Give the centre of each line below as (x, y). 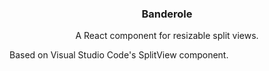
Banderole (167, 14)
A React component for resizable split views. (167, 36)
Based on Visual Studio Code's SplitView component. (119, 55)
